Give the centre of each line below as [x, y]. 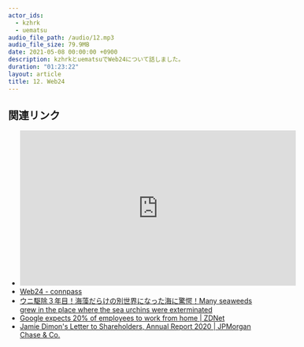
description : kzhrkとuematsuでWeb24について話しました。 [96, 60]
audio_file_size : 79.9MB [49, 45]
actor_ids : [26, 15]
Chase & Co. [40, 335]
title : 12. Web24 [37, 81]
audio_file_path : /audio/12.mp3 [61, 37]
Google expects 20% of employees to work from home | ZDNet [122, 318]
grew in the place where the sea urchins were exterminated [116, 310]
